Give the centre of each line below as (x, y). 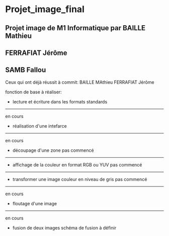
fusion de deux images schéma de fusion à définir (64, 227)
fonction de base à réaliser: (33, 92)
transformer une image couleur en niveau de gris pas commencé (80, 179)
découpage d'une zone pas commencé (53, 150)
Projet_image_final (45, 9)
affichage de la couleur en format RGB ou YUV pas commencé (77, 164)
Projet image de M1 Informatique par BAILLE (75, 28)
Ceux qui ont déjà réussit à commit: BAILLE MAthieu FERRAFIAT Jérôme (80, 82)
